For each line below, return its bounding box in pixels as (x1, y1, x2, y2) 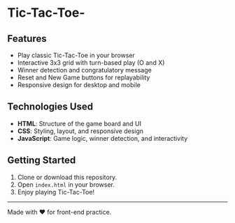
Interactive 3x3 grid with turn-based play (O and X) (17, 59, 165, 67)
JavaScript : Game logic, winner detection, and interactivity (17, 134, 188, 142)
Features (7, 33, 47, 45)
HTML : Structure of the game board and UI (17, 119, 142, 128)
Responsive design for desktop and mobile (17, 81, 141, 89)
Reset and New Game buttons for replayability (17, 73, 150, 82)
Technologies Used (7, 101, 93, 113)
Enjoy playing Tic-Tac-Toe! (17, 187, 95, 196)
